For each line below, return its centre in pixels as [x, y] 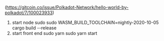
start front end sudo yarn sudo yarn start [54, 33]
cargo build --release [34, 28]
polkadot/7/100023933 [29, 13]
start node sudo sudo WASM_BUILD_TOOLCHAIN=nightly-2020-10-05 [85, 23]
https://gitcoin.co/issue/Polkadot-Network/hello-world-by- [68, 7]
